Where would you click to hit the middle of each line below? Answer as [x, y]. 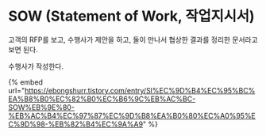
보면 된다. [23, 49]
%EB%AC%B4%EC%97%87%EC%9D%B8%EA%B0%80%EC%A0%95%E [132, 115]
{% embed [26, 82]
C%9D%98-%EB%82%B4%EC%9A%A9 [76, 124]
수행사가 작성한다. [36, 66]
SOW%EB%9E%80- [42, 107]
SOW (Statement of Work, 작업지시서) [131, 16]
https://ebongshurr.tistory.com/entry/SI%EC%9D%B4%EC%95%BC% [140, 90]
